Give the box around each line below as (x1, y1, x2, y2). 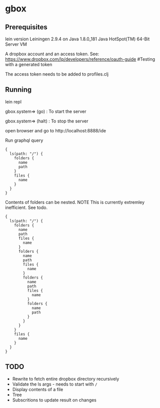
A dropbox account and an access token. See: (5, 51, 100, 57)
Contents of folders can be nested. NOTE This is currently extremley (5, 199, 145, 205)
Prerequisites (5, 23, 48, 31)
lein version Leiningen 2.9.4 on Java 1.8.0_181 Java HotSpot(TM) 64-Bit (5, 36, 150, 42)
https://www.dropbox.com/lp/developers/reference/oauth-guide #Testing (5, 56, 155, 62)
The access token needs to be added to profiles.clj (5, 71, 109, 77)
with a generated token (5, 62, 53, 67)
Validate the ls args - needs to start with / (12, 381, 98, 387)
